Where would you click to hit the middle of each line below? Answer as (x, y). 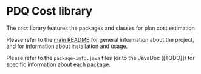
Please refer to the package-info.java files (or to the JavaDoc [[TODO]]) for (101, 58)
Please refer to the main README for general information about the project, (100, 39)
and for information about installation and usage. (67, 46)
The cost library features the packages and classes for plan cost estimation (101, 28)
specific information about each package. (58, 64)
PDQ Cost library (49, 11)
